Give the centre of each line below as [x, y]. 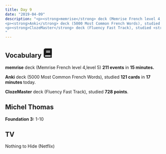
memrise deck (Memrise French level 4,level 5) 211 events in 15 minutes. [80, 67]
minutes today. [21, 82]
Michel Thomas [29, 107]
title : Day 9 [19, 10]
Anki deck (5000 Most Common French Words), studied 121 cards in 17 [78, 77]
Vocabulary [23, 55]
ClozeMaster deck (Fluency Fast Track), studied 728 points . [67, 92]
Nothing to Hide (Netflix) [30, 146]
